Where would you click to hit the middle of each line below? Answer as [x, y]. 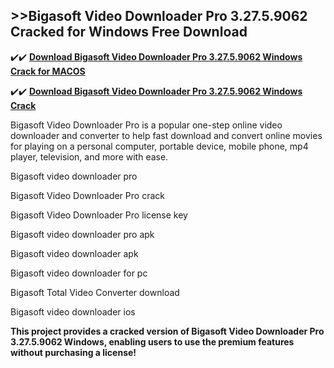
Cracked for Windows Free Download [129, 32]
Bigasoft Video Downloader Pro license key [99, 215]
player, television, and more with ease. [89, 156]
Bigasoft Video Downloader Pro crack [87, 195]
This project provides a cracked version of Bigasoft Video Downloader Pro [167, 331]
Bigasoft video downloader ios [73, 311]
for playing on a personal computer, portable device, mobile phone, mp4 [159, 146]
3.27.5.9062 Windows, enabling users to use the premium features [152, 341]
